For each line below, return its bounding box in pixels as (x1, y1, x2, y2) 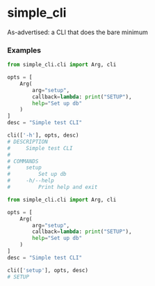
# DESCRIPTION (7, 138, 49, 145)
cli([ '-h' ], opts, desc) (7, 132, 79, 139)
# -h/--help (7, 177, 54, 184)
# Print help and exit (7, 183, 98, 191)
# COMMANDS (7, 158, 39, 165)
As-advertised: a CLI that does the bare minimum (7, 28, 148, 36)
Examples (7, 45, 42, 55)
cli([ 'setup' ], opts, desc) (7, 266, 89, 273)
